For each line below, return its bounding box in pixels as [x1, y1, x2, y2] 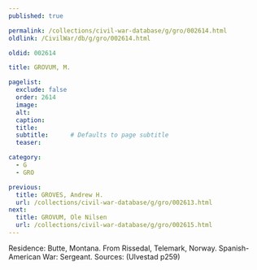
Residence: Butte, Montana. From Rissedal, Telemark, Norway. [8, 243, 217, 253]
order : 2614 [15, 94, 57, 102]
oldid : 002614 [8, 49, 57, 57]
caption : [15, 115, 46, 124]
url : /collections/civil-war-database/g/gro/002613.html [15, 198, 213, 207]
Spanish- [218, 243, 250, 253]
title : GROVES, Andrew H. [15, 190, 104, 199]
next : [8, 206, 27, 214]
